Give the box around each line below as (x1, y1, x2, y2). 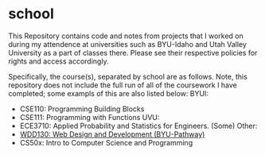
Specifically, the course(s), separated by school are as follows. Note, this (8, 72, 248, 81)
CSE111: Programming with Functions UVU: (19, 112, 160, 122)
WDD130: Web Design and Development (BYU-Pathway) (19, 129, 205, 139)
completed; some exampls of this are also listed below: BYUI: (8, 88, 209, 98)
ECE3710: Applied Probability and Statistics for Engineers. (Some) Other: (19, 121, 258, 130)
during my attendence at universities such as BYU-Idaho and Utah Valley (8, 39, 247, 48)
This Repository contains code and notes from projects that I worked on (8, 31, 244, 41)
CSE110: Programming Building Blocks (19, 104, 145, 114)
